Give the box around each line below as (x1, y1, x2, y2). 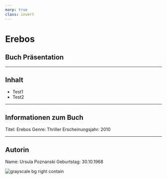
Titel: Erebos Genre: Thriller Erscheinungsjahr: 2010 (5, 126, 111, 132)
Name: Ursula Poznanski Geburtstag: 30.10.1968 (5, 159, 103, 165)
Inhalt (5, 76, 23, 84)
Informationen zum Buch (5, 113, 83, 122)
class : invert (5, 12, 35, 17)
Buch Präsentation (5, 53, 64, 62)
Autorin (5, 145, 29, 154)
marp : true (5, 7, 28, 12)
